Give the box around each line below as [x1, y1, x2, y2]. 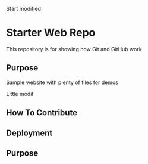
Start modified [6, 5, 42, 12]
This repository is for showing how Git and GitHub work [6, 45, 142, 52]
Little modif [6, 90, 34, 97]
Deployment [6, 128, 53, 138]
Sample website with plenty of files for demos [6, 79, 119, 86]
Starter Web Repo [6, 26, 96, 39]
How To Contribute [6, 107, 78, 118]
